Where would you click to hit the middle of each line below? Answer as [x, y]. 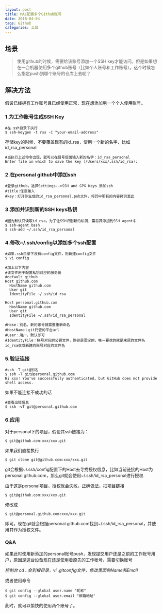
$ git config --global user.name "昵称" [46, 591]
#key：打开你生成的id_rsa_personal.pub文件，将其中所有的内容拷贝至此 [70, 196]
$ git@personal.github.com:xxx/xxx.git [45, 514]
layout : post [18, 10]
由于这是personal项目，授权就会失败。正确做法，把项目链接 [65, 486]
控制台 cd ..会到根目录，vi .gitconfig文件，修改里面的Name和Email [72, 570]
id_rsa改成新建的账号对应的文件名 [35, 345]
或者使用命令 [18, 580]
